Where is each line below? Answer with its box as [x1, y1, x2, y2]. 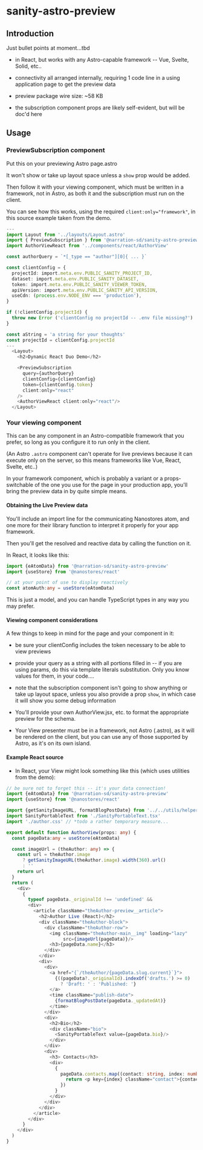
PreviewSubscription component [6, 146, 106, 155]
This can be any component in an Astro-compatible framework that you [6, 432, 184, 440]
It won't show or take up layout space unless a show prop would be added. [6, 171, 190, 179]
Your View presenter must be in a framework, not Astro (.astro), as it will [14, 727, 195, 734]
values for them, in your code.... [14, 672, 95, 680]
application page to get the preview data [14, 80, 116, 88]
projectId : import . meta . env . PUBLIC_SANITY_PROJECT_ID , [11, 270, 153, 276]
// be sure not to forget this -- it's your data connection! [6, 785, 166, 791]
